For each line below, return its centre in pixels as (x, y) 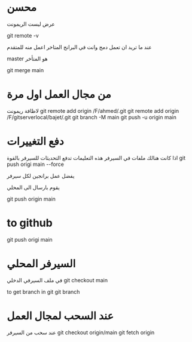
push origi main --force (36, 164)
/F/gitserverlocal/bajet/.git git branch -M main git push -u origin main (92, 117)
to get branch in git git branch (43, 292)
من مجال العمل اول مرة (59, 95)
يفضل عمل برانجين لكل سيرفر (41, 175)
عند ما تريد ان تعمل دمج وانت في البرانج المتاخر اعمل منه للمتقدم (79, 47)
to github (30, 223)
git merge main (25, 70)
